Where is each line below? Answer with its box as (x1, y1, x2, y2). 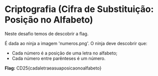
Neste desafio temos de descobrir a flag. (4, 30, 89, 36)
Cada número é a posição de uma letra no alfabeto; (11, 50, 118, 56)
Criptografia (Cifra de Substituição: (4, 3, 154, 15)
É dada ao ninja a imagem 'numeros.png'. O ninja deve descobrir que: (4, 40, 148, 46)
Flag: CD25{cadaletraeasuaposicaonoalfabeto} (4, 65, 102, 71)
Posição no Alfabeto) (4, 14, 93, 25)
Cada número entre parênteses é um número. (11, 55, 106, 61)
